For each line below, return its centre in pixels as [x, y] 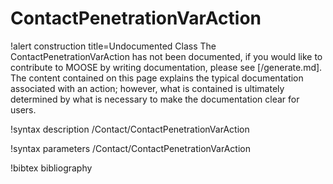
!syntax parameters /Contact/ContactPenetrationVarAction [130, 148]
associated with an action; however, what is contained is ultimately [147, 88]
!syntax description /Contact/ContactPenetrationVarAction [130, 129]
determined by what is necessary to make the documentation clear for [155, 99]
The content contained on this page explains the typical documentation [157, 78]
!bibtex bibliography [51, 168]
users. [23, 109]
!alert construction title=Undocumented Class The [113, 46]
